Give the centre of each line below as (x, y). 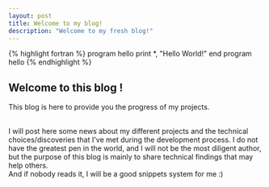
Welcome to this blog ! (66, 87)
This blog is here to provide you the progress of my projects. (109, 107)
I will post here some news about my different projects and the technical (128, 131)
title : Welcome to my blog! (56, 23)
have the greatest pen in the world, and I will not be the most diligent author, (135, 148)
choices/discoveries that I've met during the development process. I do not (133, 140)
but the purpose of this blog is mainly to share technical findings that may (131, 157)
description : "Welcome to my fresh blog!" (81, 31)
